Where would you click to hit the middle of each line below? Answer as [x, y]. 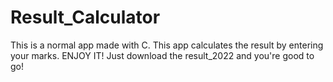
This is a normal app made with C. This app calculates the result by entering [167, 45]
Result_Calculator [85, 17]
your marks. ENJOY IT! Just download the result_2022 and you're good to [162, 55]
